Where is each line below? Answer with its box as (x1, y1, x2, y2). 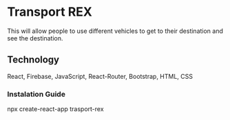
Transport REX (7, 4, 93, 20)
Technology (7, 54, 60, 66)
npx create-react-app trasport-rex (7, 105, 105, 113)
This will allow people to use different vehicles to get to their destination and (7, 27, 224, 35)
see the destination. (7, 34, 63, 42)
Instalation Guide (7, 89, 65, 99)
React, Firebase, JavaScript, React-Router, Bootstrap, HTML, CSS (7, 72, 194, 80)
